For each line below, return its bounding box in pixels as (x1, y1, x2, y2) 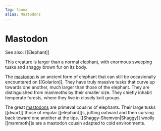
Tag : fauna (5, 7, 28, 12)
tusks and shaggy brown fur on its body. (5, 64, 88, 70)
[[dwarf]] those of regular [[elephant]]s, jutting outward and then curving (5, 110, 154, 116)
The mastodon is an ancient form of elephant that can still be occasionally (5, 74, 156, 80)
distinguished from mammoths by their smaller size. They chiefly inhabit (5, 89, 152, 95)
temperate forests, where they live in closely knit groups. (5, 95, 121, 101)
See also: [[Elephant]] (5, 49, 50, 55)
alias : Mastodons (5, 12, 41, 17)
